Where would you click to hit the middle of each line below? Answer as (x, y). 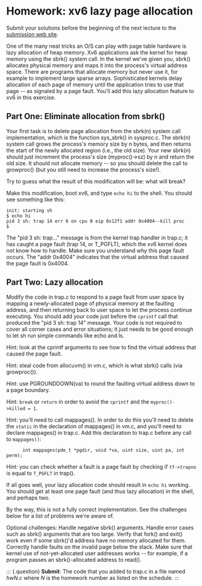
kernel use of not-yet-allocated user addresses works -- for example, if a (97, 553)
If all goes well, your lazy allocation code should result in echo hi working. (98, 484)
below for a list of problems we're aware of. (60, 516)
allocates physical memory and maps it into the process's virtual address (97, 65)
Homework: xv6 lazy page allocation (100, 11)
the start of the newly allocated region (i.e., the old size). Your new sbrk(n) (99, 150)
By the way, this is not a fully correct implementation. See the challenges (96, 509)
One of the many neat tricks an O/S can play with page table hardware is (96, 46)
